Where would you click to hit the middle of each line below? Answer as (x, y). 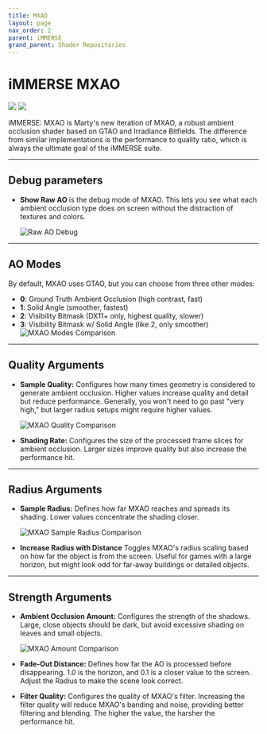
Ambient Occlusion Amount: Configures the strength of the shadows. (135, 616)
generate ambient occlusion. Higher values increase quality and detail (134, 392)
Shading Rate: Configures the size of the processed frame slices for (132, 440)
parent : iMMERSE (35, 38)
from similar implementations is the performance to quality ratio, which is (128, 140)
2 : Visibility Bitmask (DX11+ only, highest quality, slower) (112, 315)
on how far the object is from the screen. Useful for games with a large (135, 556)
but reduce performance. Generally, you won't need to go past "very (132, 401)
